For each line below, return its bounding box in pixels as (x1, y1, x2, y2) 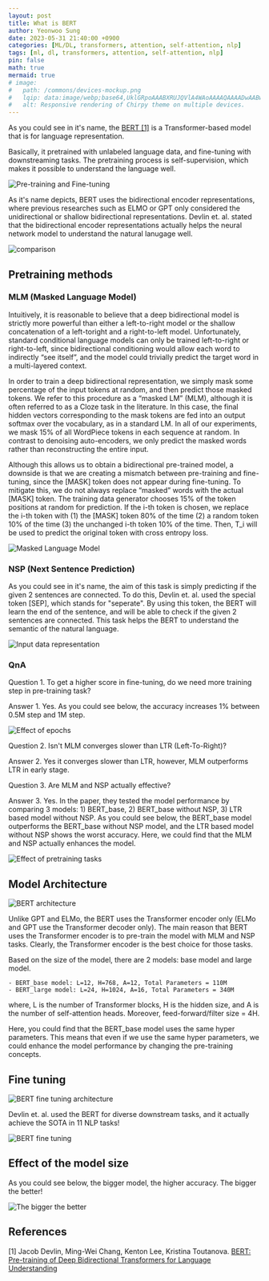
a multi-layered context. (8, 361, 87, 370)
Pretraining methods (8, 267, 114, 281)
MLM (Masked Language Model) (8, 291, 137, 302)
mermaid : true (8, 71, 56, 79)
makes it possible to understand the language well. (8, 164, 176, 174)
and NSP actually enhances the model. (8, 839, 136, 848)
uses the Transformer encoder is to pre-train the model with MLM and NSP (8, 931, 255, 941)
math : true (8, 64, 45, 72)
